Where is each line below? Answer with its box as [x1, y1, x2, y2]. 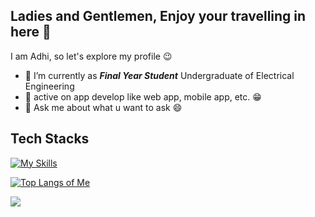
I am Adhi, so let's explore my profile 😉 [10, 50, 173, 62]
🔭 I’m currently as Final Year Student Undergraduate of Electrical [24, 69, 295, 81]
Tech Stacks [10, 130, 90, 148]
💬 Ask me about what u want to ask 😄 [24, 101, 183, 113]
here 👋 [10, 24, 52, 41]
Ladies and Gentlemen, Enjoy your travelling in [10, 8, 307, 25]
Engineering [24, 80, 75, 92]
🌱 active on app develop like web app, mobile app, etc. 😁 [24, 90, 262, 103]
